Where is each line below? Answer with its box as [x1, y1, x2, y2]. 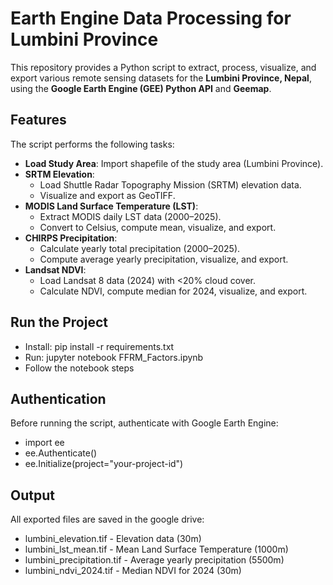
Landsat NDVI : [24, 263, 87, 276]
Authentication [10, 390, 107, 407]
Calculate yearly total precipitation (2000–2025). [39, 242, 241, 254]
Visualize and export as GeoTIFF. [39, 189, 176, 201]
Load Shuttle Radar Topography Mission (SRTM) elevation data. [39, 178, 302, 191]
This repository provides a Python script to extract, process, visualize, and [10, 61, 317, 73]
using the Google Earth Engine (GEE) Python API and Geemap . [10, 82, 272, 94]
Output [10, 487, 55, 504]
